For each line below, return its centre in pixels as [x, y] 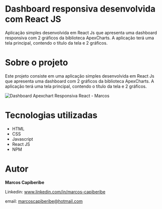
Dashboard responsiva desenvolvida [80, 9]
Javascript [22, 139]
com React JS [33, 19]
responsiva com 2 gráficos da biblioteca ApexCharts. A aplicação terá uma [80, 38]
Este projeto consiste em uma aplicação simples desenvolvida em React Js [80, 76]
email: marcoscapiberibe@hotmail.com [44, 201]
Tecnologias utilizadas [51, 115]
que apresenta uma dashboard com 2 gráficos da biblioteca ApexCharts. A [80, 81]
